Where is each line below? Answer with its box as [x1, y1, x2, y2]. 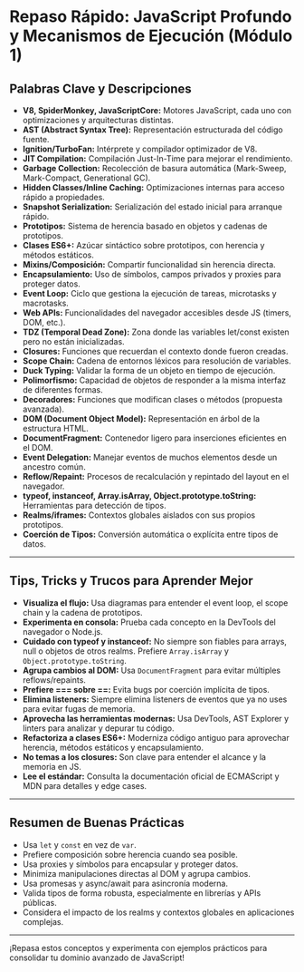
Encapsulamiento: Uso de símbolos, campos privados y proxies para [22, 269, 282, 279]
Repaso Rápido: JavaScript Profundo [9, 6, 292, 27]
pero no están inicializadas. [22, 336, 125, 346]
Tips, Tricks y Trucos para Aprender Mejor [9, 573, 253, 588]
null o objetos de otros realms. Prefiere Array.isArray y [22, 646, 229, 656]
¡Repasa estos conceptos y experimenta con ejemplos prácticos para [9, 942, 268, 953]
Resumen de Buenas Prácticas [9, 815, 185, 831]
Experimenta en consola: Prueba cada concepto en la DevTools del [22, 617, 276, 627]
